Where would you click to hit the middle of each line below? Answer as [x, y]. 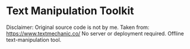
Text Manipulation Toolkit [70, 11]
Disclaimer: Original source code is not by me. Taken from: [78, 27]
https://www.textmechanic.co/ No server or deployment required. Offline [95, 33]
